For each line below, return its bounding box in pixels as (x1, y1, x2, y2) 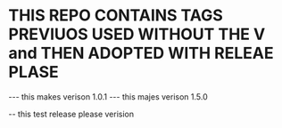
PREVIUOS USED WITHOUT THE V (8, 24, 266, 44)
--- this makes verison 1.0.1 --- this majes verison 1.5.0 (8, 91, 209, 102)
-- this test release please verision (8, 108, 135, 119)
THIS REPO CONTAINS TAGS (8, 5, 224, 26)
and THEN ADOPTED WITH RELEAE (8, 44, 274, 63)
